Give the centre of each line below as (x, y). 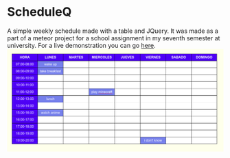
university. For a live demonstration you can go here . (81, 45)
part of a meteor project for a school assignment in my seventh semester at (114, 38)
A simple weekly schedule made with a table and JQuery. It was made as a (113, 31)
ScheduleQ (39, 12)
